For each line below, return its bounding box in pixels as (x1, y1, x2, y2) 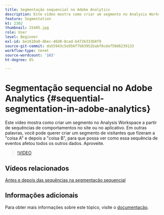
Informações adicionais (5, 191, 79, 200)
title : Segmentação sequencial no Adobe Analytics (5, 7, 110, 12)
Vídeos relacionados (5, 164, 69, 172)
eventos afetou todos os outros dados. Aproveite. (5, 141, 104, 146)
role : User (5, 30, 27, 35)
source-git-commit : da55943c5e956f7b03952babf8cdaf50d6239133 (5, 44, 134, 48)
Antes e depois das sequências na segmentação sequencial (5, 177, 126, 183)
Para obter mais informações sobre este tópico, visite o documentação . (5, 204, 149, 210)
